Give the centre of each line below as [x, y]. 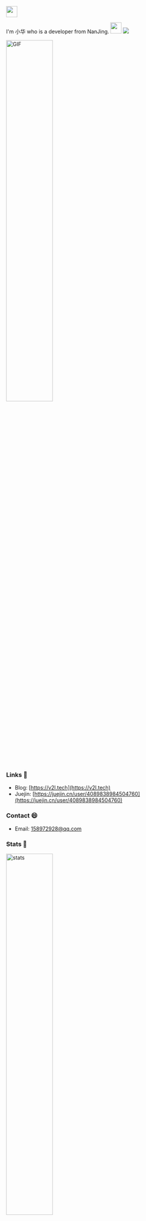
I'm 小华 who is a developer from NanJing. [58, 31]
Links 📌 [17, 775]
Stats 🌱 [17, 844]
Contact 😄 [22, 816]
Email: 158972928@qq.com [48, 829]
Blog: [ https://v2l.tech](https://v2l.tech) [63, 788]
